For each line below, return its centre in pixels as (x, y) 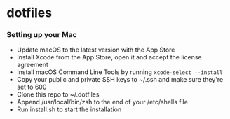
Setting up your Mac (42, 35)
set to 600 (32, 87)
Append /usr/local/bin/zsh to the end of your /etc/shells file (102, 102)
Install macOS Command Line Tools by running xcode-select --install (120, 72)
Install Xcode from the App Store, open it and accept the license (109, 57)
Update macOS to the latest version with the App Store (96, 50)
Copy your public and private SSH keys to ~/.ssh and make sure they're (120, 80)
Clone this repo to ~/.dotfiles (58, 94)
